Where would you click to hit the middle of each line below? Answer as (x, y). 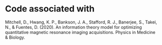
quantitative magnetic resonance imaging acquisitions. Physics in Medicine (80, 32)
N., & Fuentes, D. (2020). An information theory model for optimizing (73, 27)
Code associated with (50, 9)
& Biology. (15, 37)
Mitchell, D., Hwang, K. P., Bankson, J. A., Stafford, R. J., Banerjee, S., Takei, (81, 22)
